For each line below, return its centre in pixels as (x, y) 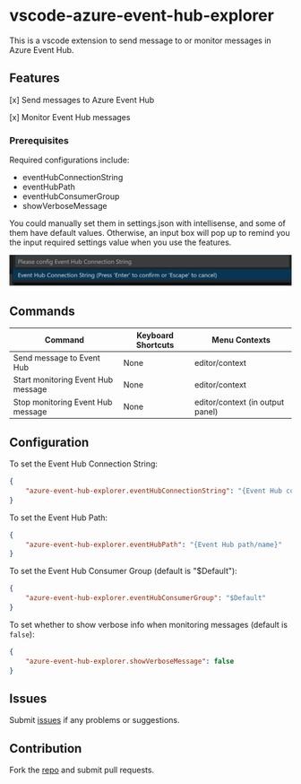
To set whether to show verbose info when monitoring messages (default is (149, 624)
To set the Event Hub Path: (59, 518)
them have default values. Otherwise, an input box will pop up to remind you (150, 233)
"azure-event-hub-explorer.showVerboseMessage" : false (130, 661)
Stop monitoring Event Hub (63, 402)
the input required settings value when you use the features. (120, 242)
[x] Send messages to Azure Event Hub (82, 100)
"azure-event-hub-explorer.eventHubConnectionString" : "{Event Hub (154, 491)
